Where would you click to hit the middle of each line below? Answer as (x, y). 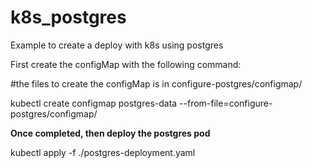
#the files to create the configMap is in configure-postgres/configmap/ (156, 83)
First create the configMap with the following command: (126, 64)
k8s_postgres (68, 17)
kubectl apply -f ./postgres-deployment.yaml (103, 152)
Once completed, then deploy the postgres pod (110, 133)
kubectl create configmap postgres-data (94, 103)
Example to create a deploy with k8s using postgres (117, 45)
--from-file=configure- (226, 103)
